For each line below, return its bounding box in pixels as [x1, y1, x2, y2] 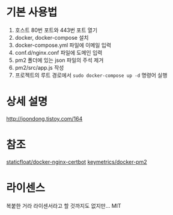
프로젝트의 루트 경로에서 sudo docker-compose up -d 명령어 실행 [14, 71, 168, 79]
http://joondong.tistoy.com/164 [6, 115, 83, 122]
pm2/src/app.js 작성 [14, 64, 64, 71]
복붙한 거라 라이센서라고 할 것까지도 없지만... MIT [6, 202, 121, 209]
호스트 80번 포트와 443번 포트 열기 [14, 26, 98, 34]
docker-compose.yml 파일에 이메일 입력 [14, 41, 112, 49]
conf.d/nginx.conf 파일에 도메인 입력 [14, 49, 103, 56]
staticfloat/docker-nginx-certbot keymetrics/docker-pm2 [6, 158, 147, 165]
